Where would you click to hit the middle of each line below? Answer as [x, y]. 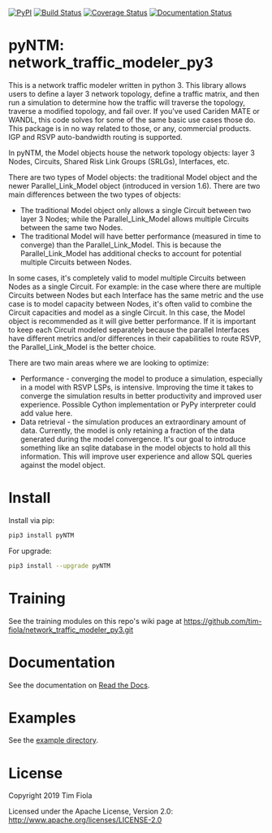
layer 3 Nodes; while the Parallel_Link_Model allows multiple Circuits [134, 219]
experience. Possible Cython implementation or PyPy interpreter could [138, 404]
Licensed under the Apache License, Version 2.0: [91, 811]
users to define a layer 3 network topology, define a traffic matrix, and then [134, 94]
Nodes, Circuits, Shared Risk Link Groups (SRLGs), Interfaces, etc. [119, 161]
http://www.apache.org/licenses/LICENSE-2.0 [85, 820]
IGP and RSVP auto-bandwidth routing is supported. [95, 137]
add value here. [46, 413]
